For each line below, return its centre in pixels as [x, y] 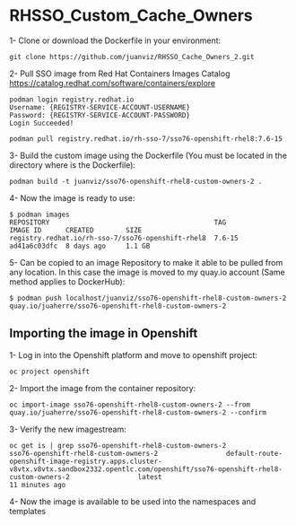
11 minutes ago [38, 485]
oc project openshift [50, 372]
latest [150, 477]
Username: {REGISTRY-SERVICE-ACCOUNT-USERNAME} [100, 107]
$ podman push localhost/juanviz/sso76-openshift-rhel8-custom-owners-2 [148, 298]
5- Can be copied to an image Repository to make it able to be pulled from [146, 262]
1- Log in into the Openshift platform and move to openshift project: [134, 354]
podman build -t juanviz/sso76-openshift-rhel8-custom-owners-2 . [136, 181]
